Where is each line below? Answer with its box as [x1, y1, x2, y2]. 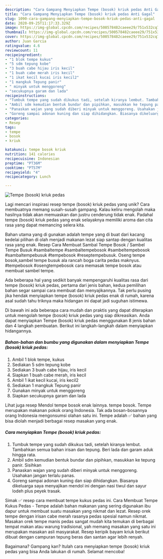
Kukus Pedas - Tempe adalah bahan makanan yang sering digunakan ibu [5, 503, 151, 509]
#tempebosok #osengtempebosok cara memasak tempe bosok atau [5, 262, 142, 268]
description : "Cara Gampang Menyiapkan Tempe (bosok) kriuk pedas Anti [5, 7, 153, 12]
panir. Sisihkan [12, 462, 42, 468]
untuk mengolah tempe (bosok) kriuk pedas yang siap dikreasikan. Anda [5, 313, 150, 318]
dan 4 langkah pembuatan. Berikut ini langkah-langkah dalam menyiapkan [5, 323, 153, 329]
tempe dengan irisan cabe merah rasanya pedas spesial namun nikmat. [5, 513, 147, 519]
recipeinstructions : [5, 93, 47, 98]
